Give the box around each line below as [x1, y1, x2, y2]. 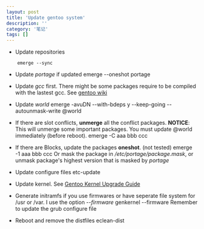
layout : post [6, 9, 39, 15]
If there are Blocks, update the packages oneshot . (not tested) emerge [15, 144, 192, 151]
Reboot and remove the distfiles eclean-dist [15, 217, 124, 224]
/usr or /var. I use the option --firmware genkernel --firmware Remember [15, 199, 198, 206]
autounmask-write [15, 107, 61, 114]
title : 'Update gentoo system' [6, 15, 86, 21]
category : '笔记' [6, 26, 49, 32]
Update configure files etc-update [15, 169, 101, 176]
